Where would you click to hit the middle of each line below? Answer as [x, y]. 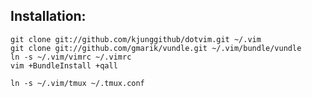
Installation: [48, 16]
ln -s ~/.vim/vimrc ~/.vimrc [71, 57]
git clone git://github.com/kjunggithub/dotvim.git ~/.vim [136, 39]
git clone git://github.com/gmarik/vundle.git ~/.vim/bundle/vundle [156, 48]
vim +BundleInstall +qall [64, 65]
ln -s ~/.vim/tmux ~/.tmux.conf [77, 83]
